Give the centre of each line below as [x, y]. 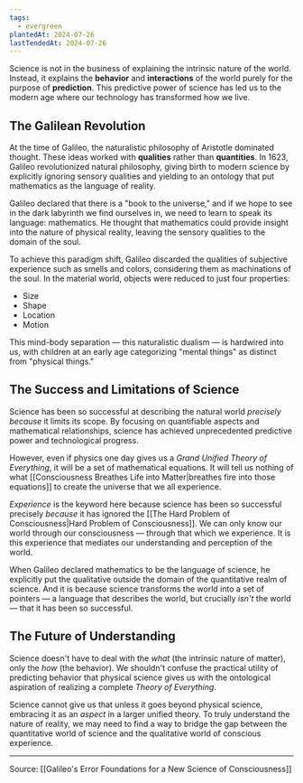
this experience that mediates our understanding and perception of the [141, 542]
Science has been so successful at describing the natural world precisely [145, 411]
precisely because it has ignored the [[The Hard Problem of [120, 513]
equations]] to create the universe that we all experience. [115, 486]
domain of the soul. [45, 242]
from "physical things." [52, 361]
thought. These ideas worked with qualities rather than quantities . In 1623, [149, 157]
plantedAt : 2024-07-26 [52, 34]
